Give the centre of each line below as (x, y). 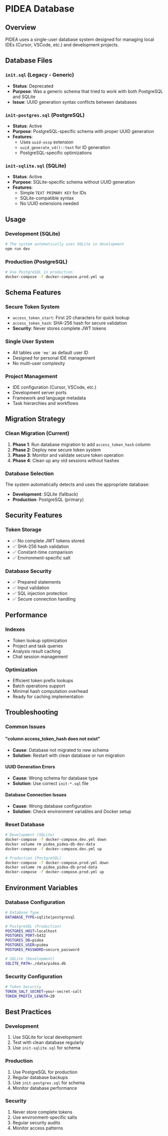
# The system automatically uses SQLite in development (65, 244)
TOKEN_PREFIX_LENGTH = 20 (30, 996)
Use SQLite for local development (47, 1037)
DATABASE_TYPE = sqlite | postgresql (40, 917)
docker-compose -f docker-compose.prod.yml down (57, 863)
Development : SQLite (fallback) (45, 494)
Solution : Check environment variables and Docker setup (72, 811)
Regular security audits (36, 1122)
